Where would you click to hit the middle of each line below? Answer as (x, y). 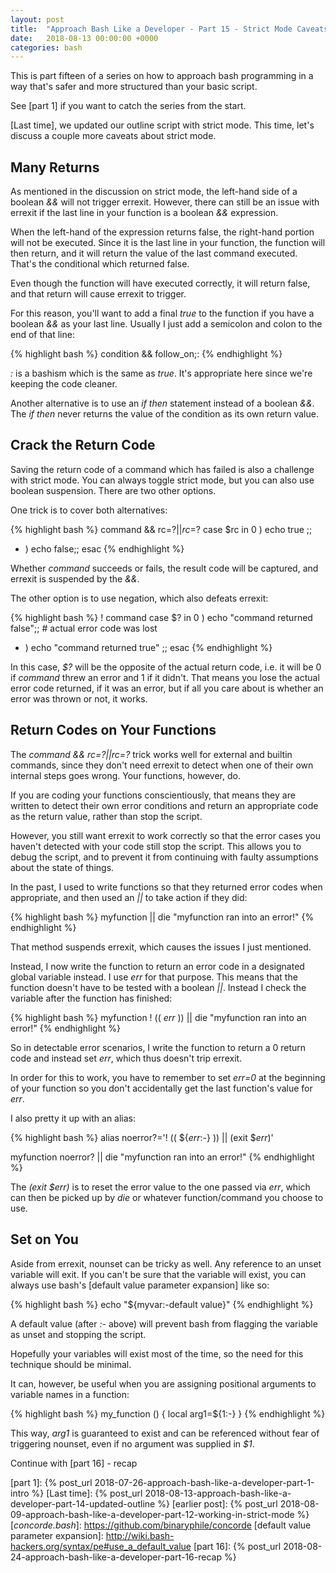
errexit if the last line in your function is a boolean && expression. (144, 213)
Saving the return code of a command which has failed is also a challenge (162, 469)
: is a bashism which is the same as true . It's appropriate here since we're (161, 373)
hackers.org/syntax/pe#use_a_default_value (101, 1546)
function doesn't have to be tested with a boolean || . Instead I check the (158, 987)
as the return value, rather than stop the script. (106, 816)
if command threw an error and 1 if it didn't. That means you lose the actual (165, 677)
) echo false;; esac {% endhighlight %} (104, 548)
